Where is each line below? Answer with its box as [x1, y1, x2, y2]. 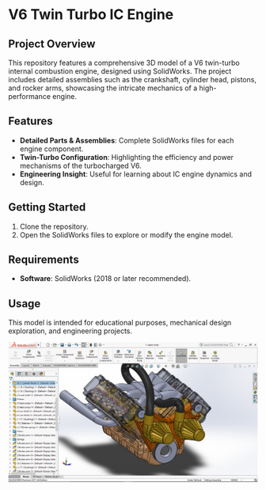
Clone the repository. [19, 222, 89, 231]
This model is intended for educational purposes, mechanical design [8, 318, 232, 328]
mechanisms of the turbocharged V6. [19, 161, 142, 170]
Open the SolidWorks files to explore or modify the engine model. [19, 230, 234, 239]
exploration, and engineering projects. [8, 326, 133, 336]
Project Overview [8, 37, 96, 51]
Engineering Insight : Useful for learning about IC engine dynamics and [19, 169, 252, 179]
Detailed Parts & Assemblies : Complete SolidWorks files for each [19, 135, 234, 145]
